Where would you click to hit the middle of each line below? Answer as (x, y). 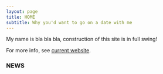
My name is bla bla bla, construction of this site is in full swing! (81, 39)
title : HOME (21, 17)
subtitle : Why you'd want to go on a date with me (69, 22)
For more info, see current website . (48, 51)
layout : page (22, 11)
